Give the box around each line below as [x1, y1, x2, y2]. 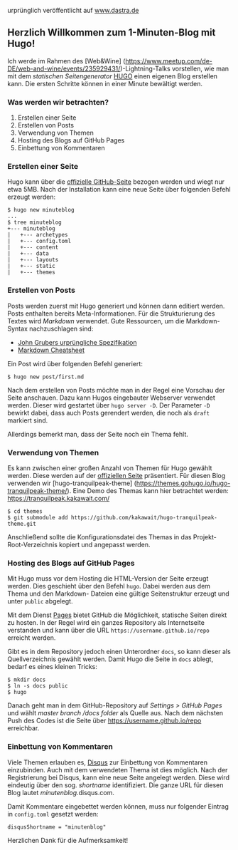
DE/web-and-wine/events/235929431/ [7, 64, 121, 73]
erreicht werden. [7, 633, 56, 642]
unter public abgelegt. [7, 597, 73, 606]
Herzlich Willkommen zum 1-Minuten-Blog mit [7, 26, 216, 38]
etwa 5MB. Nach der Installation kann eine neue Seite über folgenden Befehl [7, 185, 231, 194]
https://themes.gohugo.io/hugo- [136, 479, 231, 487]
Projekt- [193, 533, 217, 541]
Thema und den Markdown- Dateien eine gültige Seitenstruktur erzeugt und [7, 589, 229, 598]
